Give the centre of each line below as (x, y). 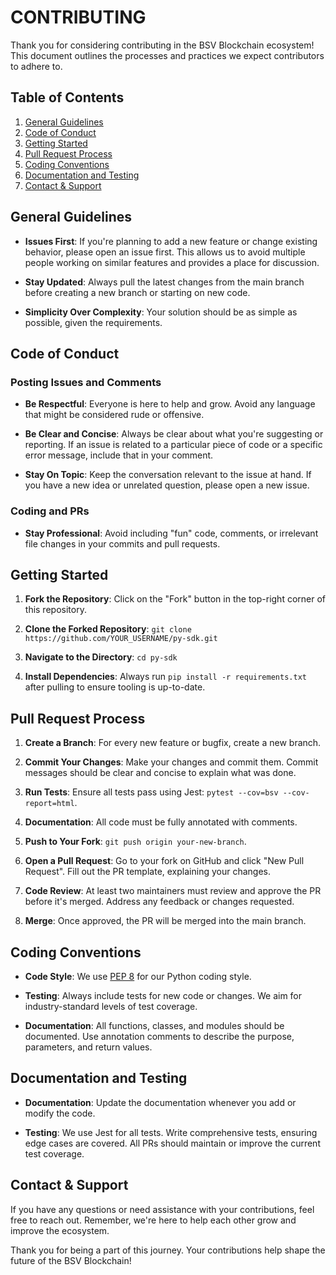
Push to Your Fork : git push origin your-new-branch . (135, 842)
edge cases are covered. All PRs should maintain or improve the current (172, 1143)
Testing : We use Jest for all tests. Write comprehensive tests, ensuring (171, 1132)
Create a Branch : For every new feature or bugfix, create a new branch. (173, 743)
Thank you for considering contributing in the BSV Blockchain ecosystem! (162, 45)
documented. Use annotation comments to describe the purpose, (159, 1036)
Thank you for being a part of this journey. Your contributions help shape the (168, 1250)
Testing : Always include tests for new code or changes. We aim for (163, 995)
